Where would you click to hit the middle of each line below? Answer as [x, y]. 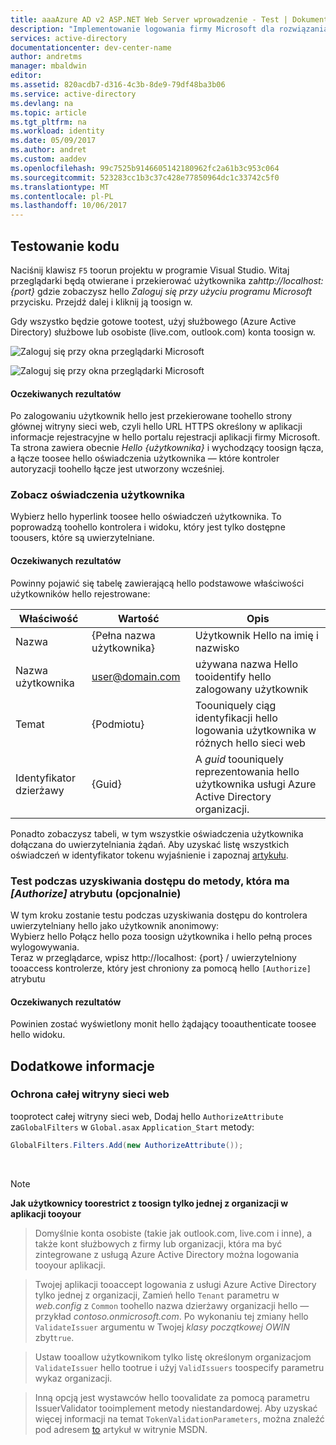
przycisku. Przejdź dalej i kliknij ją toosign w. [101, 302]
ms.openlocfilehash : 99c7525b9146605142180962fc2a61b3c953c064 [145, 168]
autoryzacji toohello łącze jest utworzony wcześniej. [117, 469]
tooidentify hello [233, 676]
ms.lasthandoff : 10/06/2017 [69, 206]
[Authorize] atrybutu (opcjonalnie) [96, 893]
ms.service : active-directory [73, 94]
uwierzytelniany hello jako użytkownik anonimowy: [115, 925]
